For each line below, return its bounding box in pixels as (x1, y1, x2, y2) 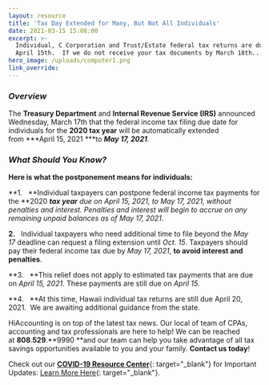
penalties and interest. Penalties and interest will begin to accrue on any (8, 205, 247, 215)
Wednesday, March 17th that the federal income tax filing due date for (8, 117, 239, 127)
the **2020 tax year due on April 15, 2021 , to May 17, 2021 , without (8, 197, 231, 206)
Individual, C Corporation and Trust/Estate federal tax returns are (15, 42, 252, 50)
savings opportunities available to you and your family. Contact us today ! (8, 344, 251, 354)
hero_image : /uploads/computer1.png (8, 57, 130, 65)
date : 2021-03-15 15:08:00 (8, 26, 98, 34)
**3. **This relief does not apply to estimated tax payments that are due (8, 270, 254, 280)
